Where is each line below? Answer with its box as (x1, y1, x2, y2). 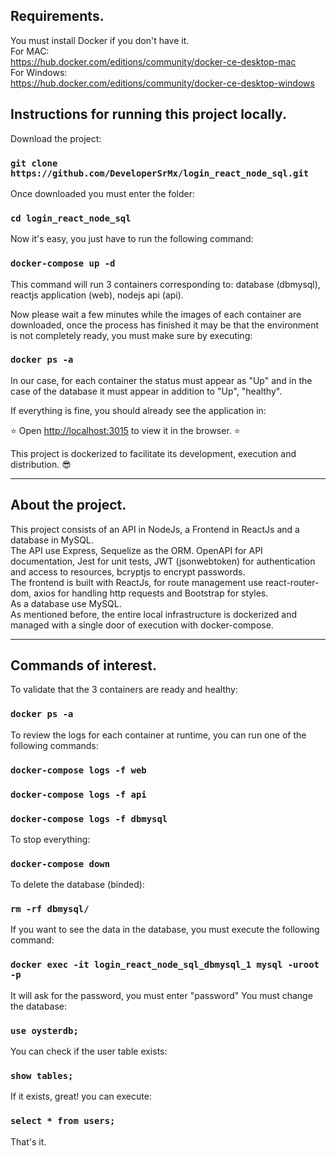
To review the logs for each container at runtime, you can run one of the (10, 729, 307, 741)
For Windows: (10, 66, 68, 78)
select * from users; (10, 1115, 116, 1127)
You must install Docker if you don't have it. (10, 34, 190, 46)
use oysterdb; (10, 1025, 79, 1036)
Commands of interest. (10, 657, 157, 674)
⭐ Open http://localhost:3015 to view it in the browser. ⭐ (10, 424, 241, 436)
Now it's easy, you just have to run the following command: (10, 233, 254, 245)
